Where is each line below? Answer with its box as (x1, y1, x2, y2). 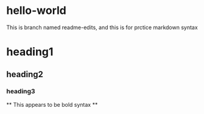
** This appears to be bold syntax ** (6, 101, 98, 108)
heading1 (6, 45, 54, 59)
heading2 (6, 69, 44, 79)
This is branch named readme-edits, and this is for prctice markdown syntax (6, 24, 198, 31)
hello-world (6, 4, 67, 18)
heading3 (6, 87, 35, 96)
